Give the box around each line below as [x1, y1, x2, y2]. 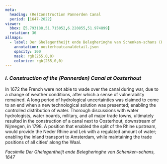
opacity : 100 [14, 49, 41, 54]
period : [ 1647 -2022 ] [9, 16, 52, 21]
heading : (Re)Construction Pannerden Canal [9, 12, 101, 17]
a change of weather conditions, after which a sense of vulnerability [5, 91, 145, 97]
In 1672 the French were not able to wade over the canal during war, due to [5, 86, 159, 92]
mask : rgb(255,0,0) [14, 53, 55, 59]
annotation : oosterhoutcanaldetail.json [14, 44, 99, 49]
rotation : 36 [9, 30, 37, 35]
